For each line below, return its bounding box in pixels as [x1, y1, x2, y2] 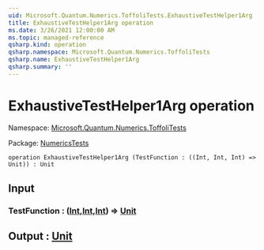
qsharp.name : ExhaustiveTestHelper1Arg [8, 56, 140, 64]
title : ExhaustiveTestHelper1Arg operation [8, 19, 154, 27]
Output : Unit [8, 229, 73, 243]
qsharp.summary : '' [8, 63, 73, 71]
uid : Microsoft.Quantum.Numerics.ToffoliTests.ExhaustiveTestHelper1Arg [8, 11, 253, 20]
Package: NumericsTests [8, 138, 89, 147]
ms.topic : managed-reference [8, 33, 104, 42]
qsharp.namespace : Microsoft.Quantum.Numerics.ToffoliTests [8, 48, 211, 56]
